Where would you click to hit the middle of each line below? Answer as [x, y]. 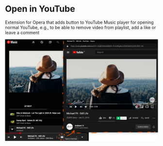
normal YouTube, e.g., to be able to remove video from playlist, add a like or [81, 27]
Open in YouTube [40, 9]
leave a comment [22, 32]
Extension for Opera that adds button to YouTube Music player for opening [79, 22]
